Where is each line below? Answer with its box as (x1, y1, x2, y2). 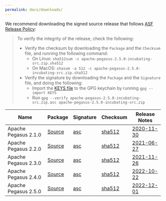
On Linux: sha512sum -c (32, 55, 80, 62)
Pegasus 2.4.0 (7, 173, 41, 180)
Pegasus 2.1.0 (7, 131, 41, 138)
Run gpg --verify (32, 95, 68, 100)
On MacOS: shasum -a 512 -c (32, 65, 92, 71)
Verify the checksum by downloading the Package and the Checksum (24, 45, 161, 51)
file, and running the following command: (24, 50, 108, 56)
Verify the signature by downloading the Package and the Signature (24, 74, 161, 80)
